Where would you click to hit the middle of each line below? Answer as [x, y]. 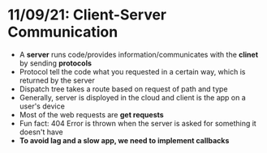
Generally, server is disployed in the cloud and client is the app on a [133, 97]
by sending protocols [56, 63]
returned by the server [57, 80]
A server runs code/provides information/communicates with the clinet [139, 54]
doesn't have [41, 132]
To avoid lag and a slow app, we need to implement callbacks [124, 140]
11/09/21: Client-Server [87, 15]
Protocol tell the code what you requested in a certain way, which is [132, 71]
